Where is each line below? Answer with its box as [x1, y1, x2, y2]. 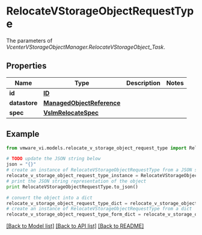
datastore [9, 98, 38, 107]
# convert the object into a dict [6, 195, 93, 201]
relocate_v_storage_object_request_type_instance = [6, 173, 138, 179]
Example [6, 129, 40, 139]
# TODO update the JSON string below [6, 155, 101, 162]
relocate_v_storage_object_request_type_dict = [6, 200, 128, 206]
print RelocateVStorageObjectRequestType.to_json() [6, 184, 138, 190]
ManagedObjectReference [43, 98, 121, 107]
